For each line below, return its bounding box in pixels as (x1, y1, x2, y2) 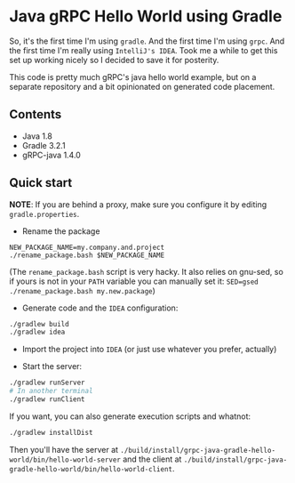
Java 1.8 (21, 131, 53, 141)
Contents (9, 107, 62, 122)
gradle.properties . (9, 208, 80, 219)
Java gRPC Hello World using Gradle (9, 6, 283, 27)
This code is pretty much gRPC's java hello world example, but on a (9, 71, 257, 82)
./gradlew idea (9, 327, 66, 337)
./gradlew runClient (9, 395, 86, 404)
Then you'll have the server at (9, 444, 118, 455)
